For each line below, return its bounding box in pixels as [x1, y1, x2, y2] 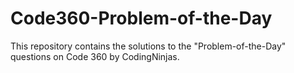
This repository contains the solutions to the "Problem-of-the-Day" [10, 40, 287, 52]
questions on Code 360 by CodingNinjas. [10, 50, 180, 62]
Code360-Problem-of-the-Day [10, 7, 273, 30]
